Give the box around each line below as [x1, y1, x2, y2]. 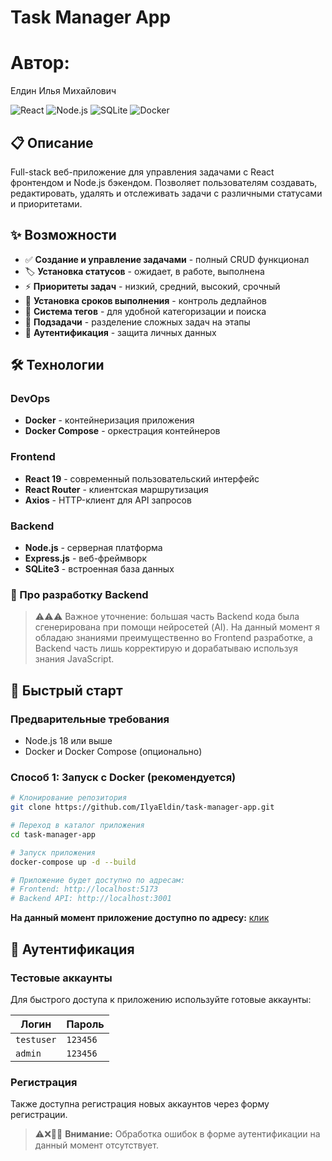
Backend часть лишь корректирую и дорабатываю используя [34, 642, 298, 655]
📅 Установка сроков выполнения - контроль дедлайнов [24, 294, 267, 306]
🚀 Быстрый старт [10, 682, 123, 699]
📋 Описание [10, 134, 94, 151]
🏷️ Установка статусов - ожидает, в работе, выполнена [24, 265, 265, 277]
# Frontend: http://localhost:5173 [10, 884, 159, 895]
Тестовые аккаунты [10, 971, 113, 985]
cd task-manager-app [10, 829, 97, 840]
